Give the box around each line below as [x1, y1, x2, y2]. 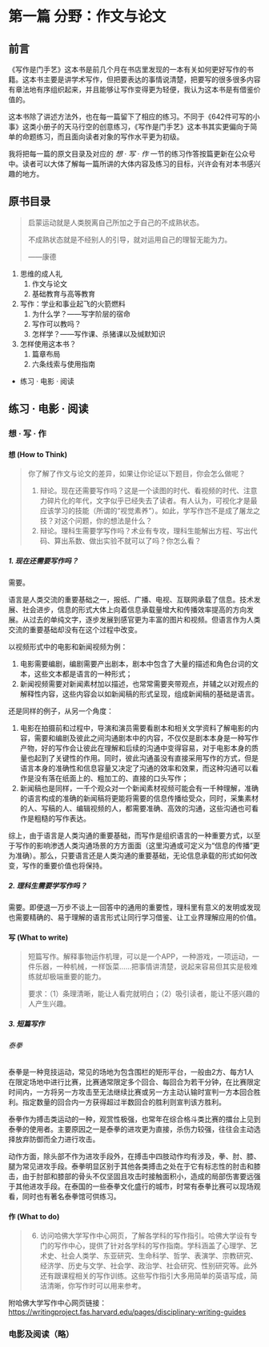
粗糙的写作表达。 [34, 814, 90, 823]
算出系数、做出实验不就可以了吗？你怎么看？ [54, 536, 202, 546]
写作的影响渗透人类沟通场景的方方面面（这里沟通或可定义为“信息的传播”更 [14, 841, 260, 851]
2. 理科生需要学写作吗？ [8, 880, 87, 890]
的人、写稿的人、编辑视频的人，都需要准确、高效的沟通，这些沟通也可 [19, 804, 252, 814]
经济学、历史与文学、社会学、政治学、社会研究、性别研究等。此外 [39, 1261, 258, 1271]
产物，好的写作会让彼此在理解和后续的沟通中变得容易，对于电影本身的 [19, 744, 252, 753]
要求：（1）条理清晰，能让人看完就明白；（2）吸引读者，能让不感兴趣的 [27, 989, 260, 998]
